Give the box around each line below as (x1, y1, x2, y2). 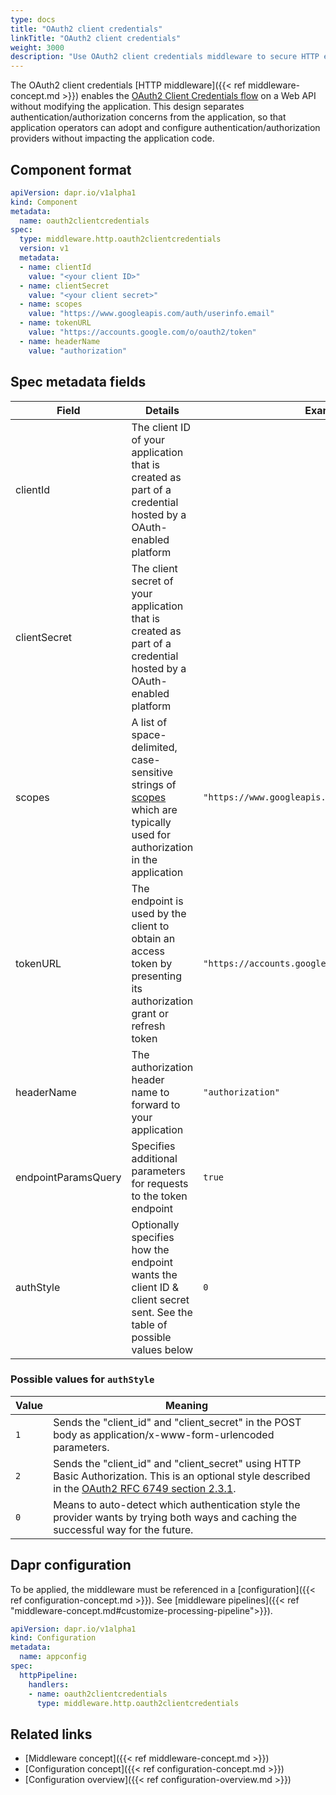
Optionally (131, 1217, 180, 1231)
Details (144, 403, 180, 417)
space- (131, 727, 167, 741)
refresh (131, 1019, 166, 1033)
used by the (131, 906, 187, 920)
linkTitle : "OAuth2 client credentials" (10, 33, 182, 43)
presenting (131, 969, 182, 983)
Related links (10, 1726, 93, 1743)
